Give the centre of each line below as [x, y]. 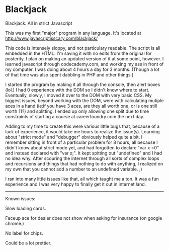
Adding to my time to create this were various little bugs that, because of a [82, 126]
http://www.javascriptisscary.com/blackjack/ [52, 38]
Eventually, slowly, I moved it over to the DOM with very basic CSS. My [78, 95]
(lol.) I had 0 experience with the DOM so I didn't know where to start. [77, 90]
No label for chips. [24, 233]
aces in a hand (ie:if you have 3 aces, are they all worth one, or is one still [81, 106]
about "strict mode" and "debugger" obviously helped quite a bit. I [74, 137]
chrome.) [15, 223]
